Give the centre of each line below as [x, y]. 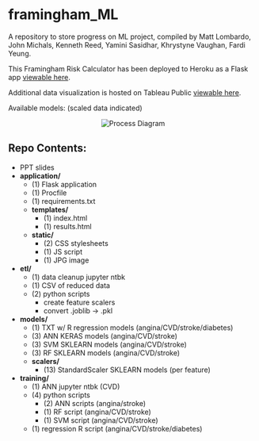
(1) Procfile [49, 193]
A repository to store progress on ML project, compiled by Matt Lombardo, [130, 36]
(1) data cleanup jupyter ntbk [78, 277]
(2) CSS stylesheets [76, 243]
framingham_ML [63, 15]
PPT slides [37, 167]
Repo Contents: [48, 148]
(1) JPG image [66, 260]
